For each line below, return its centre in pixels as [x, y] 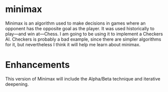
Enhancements [38, 65]
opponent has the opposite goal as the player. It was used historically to [80, 28]
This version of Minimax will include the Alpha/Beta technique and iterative [83, 78]
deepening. [17, 84]
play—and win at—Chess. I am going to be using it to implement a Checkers [84, 34]
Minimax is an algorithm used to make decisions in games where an [75, 23]
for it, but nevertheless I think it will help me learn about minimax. [73, 44]
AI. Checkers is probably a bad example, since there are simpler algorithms [83, 39]
